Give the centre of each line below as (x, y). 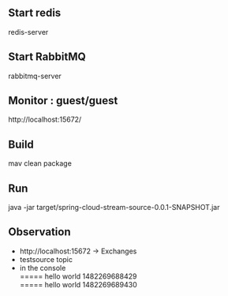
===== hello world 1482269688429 (78, 276)
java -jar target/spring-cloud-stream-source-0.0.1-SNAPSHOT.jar (114, 208)
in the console (43, 268)
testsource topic (46, 259)
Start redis (35, 13)
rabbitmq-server (35, 76)
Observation (39, 232)
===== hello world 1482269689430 (78, 284)
